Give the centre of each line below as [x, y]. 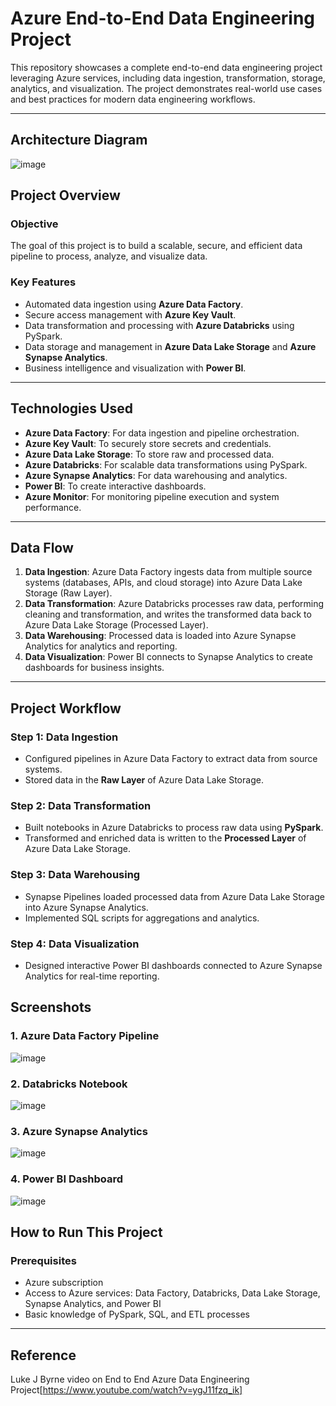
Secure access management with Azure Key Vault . [130, 314]
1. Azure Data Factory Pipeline [85, 1036]
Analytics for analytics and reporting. [101, 646]
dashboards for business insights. [94, 668]
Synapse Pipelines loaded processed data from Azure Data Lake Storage [174, 896]
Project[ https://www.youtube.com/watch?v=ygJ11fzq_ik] [126, 1390]
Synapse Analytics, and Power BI [93, 1304]
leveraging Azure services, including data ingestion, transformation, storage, [168, 78]
